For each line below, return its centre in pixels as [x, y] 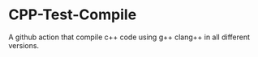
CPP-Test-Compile [73, 15]
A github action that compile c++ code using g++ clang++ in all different [129, 37]
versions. [24, 45]
